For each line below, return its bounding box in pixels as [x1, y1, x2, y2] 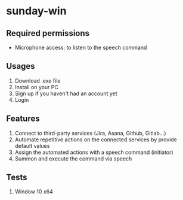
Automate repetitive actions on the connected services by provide [14, 136, 178, 143]
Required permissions [6, 28, 90, 38]
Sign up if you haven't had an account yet [14, 90, 117, 97]
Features [6, 114, 40, 124]
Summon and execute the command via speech [14, 154, 132, 162]
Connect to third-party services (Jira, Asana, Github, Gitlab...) [14, 129, 166, 137]
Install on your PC [14, 83, 58, 90]
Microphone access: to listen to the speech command [14, 44, 147, 51]
